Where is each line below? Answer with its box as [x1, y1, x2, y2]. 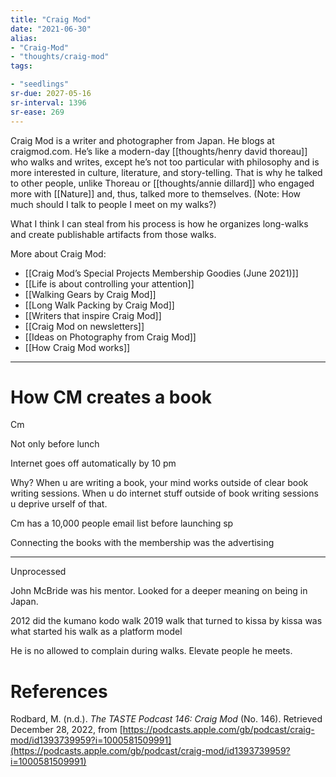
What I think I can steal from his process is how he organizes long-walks [10, 217, 309, 230]
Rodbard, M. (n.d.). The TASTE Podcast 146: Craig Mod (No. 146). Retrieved [10, 713, 323, 725]
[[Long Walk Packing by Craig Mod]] [24, 299, 175, 311]
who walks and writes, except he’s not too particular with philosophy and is [10, 156, 320, 168]
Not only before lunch [10, 438, 100, 450]
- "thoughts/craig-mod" [10, 52, 110, 62]
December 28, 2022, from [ [10, 724, 123, 736]
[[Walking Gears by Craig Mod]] [24, 288, 157, 300]
